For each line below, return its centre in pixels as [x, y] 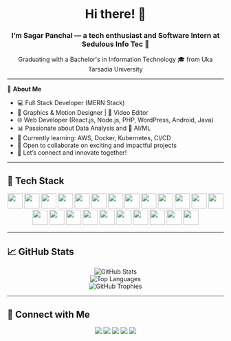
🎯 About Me [24, 89]
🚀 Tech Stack [36, 180]
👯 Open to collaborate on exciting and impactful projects [97, 145]
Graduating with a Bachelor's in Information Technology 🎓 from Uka [115, 59]
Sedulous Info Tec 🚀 [115, 44]
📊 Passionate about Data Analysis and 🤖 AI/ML [84, 128]
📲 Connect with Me [49, 315]
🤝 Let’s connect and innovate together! [72, 153]
